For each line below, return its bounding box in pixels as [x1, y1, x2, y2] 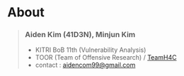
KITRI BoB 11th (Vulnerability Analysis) [35, 45, 146, 54]
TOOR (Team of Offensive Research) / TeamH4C [35, 53, 177, 62]
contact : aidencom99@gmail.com [35, 61, 136, 70]
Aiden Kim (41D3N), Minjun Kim [24, 30, 136, 40]
